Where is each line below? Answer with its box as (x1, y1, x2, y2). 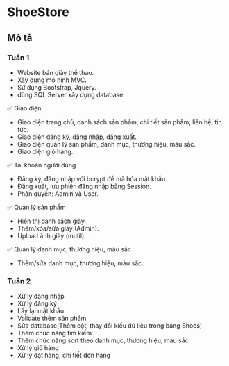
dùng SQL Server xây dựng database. (17, 90, 125, 99)
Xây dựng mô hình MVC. (17, 76, 87, 84)
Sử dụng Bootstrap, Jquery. (17, 83, 96, 91)
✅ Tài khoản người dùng (7, 160, 76, 169)
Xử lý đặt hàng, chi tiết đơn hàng (17, 351, 111, 360)
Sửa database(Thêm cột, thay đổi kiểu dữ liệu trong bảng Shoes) (17, 322, 203, 330)
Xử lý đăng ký (17, 299, 58, 308)
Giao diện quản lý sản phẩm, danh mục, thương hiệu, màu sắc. (17, 140, 196, 148)
